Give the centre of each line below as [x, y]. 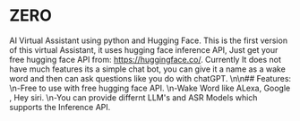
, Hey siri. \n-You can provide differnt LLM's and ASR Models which [133, 97]
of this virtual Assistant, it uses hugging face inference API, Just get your [144, 49]
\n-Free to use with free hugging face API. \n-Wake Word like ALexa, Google [150, 88]
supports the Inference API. [60, 107]
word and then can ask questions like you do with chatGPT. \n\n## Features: [150, 78]
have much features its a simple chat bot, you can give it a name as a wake [148, 69]
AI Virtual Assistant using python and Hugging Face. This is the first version [149, 40]
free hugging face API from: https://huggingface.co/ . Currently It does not [146, 59]
